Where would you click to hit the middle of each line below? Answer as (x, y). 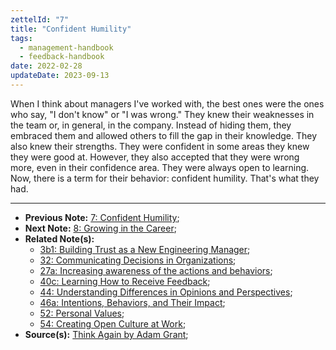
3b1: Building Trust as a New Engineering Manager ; (145, 249)
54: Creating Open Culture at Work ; (113, 323)
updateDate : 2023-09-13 (60, 76)
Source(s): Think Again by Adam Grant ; (106, 334)
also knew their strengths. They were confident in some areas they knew (160, 146)
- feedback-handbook (62, 57)
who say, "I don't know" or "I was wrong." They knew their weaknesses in (162, 114)
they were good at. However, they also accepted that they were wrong (155, 157)
